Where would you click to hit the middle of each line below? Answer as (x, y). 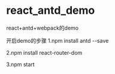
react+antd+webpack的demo (43, 28)
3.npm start (20, 64)
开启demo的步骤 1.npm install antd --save (57, 40)
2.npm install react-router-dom (44, 52)
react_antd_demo (51, 11)
